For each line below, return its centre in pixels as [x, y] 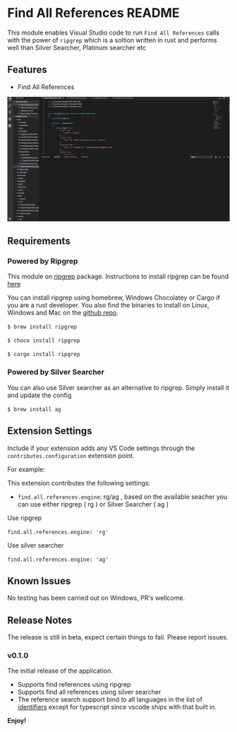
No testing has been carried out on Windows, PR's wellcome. [96, 598]
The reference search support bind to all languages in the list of [110, 699]
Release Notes [40, 620]
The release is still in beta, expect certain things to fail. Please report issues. [118, 637]
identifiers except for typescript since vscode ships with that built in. [117, 707]
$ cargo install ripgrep [44, 355]
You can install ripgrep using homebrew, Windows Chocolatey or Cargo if [114, 297]
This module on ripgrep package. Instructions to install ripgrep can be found [118, 276]
